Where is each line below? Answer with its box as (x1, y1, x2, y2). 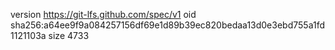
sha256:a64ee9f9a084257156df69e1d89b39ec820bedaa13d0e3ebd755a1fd (10, 19, 325, 31)
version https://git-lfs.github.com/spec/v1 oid (10, 9, 197, 20)
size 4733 (48, 30, 90, 41)
